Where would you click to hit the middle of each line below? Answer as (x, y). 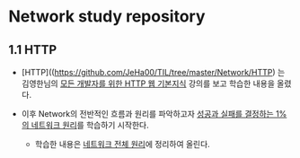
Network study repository (107, 17)
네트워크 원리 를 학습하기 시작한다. (90, 125)
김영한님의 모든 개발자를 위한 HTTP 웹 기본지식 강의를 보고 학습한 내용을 (148, 83)
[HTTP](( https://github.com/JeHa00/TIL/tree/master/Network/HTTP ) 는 (153, 72)
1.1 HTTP (33, 50)
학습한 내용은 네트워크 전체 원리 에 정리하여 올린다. (122, 144)
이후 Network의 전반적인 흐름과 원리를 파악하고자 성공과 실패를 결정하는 (148, 114)
